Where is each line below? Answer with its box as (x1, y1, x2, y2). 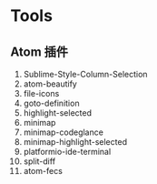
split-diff (23, 156, 56, 167)
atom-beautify (23, 78, 78, 89)
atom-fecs (23, 166, 63, 176)
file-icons (23, 88, 60, 98)
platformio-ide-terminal (23, 147, 112, 157)
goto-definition (23, 97, 80, 108)
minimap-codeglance (23, 127, 103, 138)
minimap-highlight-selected (23, 137, 128, 147)
